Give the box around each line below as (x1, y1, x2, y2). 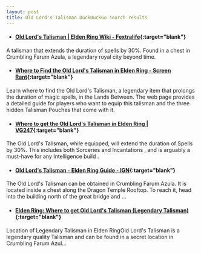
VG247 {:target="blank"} (15, 126, 79, 134)
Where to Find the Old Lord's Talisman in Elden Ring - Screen (15, 67, 171, 74)
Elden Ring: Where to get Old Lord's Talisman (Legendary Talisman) (15, 206, 189, 214)
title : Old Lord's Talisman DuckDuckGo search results (6, 15, 148, 21)
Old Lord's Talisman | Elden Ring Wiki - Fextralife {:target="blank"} (15, 33, 186, 41)
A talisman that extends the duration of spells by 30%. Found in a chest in (6, 47, 191, 54)
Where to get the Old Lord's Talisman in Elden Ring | (15, 120, 148, 127)
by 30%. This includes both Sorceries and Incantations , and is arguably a (6, 146, 191, 154)
